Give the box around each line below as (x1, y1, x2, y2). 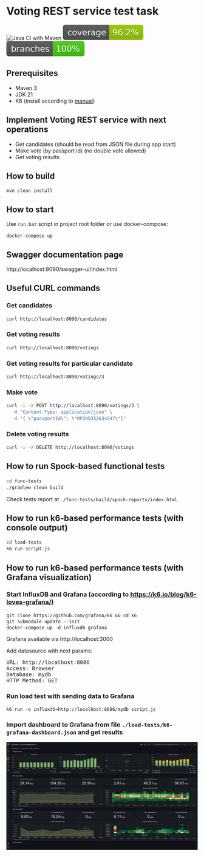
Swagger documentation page (6, 249, 124, 259)
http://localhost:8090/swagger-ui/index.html (6, 265, 118, 273)
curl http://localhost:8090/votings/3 (6, 374, 104, 380)
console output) (6, 522, 68, 533)
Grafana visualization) (6, 572, 92, 583)
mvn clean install (6, 188, 53, 194)
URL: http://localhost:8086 (6, 659, 90, 666)
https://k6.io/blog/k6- (130, 591, 197, 599)
